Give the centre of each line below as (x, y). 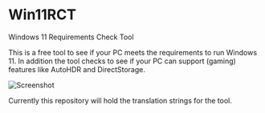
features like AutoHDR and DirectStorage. (77, 69)
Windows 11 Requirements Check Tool (71, 37)
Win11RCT (42, 15)
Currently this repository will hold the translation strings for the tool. (120, 100)
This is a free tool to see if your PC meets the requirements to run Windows (133, 52)
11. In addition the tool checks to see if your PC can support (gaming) (122, 61)
